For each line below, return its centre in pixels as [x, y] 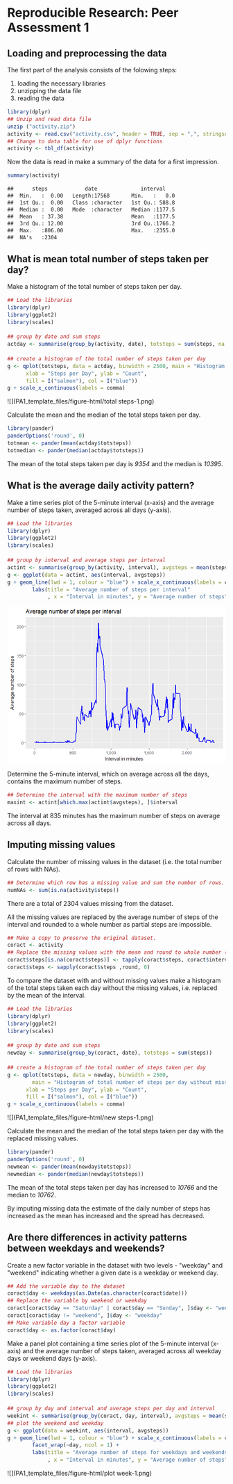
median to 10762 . [32, 1195]
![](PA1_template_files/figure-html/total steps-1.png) [81, 401]
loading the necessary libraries [61, 83]
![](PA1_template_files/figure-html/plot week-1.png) [80, 1473]
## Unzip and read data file [49, 119]
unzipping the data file [49, 91]
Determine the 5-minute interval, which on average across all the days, [108, 774]
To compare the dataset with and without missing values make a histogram [114, 980]
